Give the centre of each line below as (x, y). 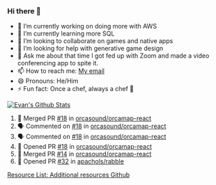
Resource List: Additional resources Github (69, 175)
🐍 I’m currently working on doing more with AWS (87, 26)
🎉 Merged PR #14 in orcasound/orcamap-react (84, 154)
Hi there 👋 (24, 11)
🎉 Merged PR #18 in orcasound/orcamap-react (84, 118)
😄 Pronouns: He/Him (48, 81)
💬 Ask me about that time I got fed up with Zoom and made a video (113, 56)
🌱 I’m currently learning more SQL (66, 33)
